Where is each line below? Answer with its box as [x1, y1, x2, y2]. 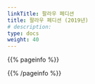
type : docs [7, 29, 39, 37]
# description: [7, 23, 52, 30]
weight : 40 [7, 36, 39, 43]
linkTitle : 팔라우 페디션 [7, 10, 75, 17]
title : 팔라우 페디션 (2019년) [7, 17, 89, 24]
